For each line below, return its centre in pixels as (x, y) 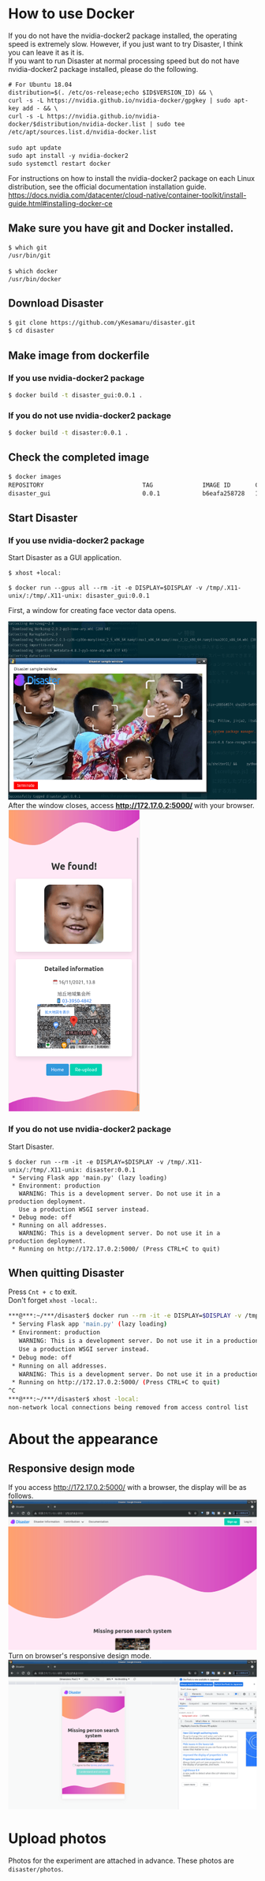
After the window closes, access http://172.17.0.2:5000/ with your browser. (131, 806)
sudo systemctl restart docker (60, 164)
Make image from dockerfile (79, 355)
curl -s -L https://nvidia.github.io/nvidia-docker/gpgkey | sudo (119, 100)
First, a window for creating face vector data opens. (92, 611)
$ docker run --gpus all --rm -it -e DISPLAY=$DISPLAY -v (105, 588)
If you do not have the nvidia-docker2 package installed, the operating (123, 36)
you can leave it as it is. (46, 52)
